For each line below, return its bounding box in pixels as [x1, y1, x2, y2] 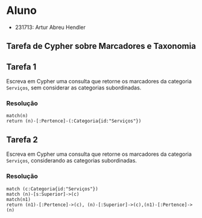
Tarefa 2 [6, 134, 38, 145]
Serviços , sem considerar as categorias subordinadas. [6, 84, 142, 91]
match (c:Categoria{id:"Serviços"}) [6, 185, 98, 192]
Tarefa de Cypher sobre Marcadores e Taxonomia [6, 41, 196, 51]
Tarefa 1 [6, 62, 37, 72]
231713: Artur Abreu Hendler [14, 24, 86, 31]
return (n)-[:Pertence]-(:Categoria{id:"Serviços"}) [6, 118, 142, 124]
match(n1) [6, 196, 31, 202]
